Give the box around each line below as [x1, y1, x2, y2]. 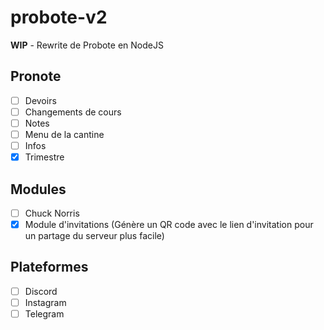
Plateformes [10, 259, 89, 276]
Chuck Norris [24, 207, 80, 219]
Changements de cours [24, 106, 122, 118]
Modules [10, 181, 67, 198]
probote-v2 [10, 6, 108, 29]
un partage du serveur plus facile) [24, 230, 165, 242]
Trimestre [24, 151, 65, 163]
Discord [24, 285, 58, 297]
